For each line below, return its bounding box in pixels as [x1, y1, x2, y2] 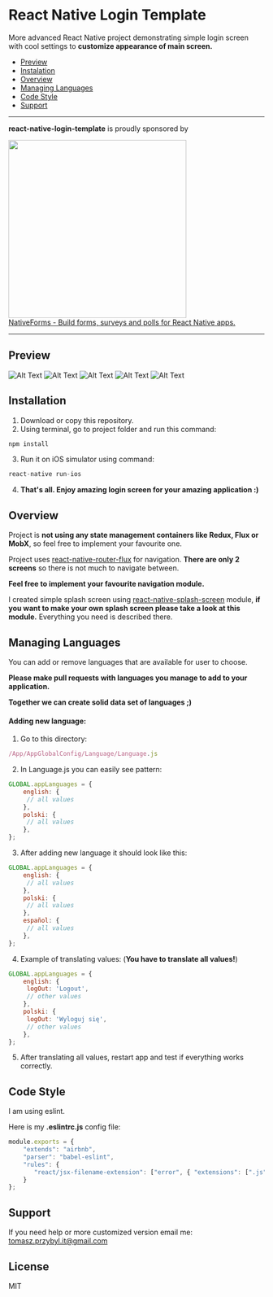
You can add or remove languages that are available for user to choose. [8, 657, 248, 666]
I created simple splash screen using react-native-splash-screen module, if [8, 595, 261, 605]
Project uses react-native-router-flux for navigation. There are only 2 [8, 555, 240, 565]
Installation [8, 394, 67, 408]
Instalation [19, 65, 55, 75]
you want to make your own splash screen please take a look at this [8, 604, 241, 614]
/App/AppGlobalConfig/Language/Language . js [8, 750, 158, 758]
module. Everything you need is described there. [8, 612, 173, 622]
